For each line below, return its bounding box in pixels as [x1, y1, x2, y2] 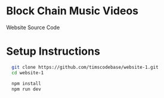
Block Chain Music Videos [6, 4, 139, 18]
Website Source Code [6, 24, 60, 31]
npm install [11, 80, 42, 87]
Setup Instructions [6, 45, 100, 58]
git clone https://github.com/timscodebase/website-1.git [11, 64, 159, 70]
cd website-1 [11, 69, 44, 75]
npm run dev [11, 86, 42, 92]
